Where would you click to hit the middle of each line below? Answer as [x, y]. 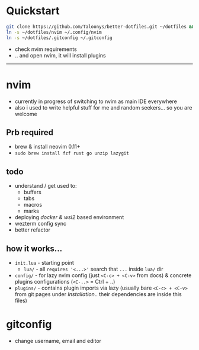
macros [33, 205]
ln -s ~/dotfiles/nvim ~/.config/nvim [54, 32]
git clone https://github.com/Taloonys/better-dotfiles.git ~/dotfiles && [100, 27]
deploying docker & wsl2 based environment [69, 217]
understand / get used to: [46, 186]
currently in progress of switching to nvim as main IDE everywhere [96, 101]
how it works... [34, 248]
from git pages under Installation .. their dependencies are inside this [98, 294]
